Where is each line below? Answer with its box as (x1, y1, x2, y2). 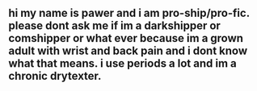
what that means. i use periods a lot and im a (8, 56, 237, 71)
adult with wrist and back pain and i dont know (8, 44, 248, 58)
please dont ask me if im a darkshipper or (8, 19, 221, 33)
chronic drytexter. (8, 69, 102, 83)
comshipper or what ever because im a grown (8, 31, 244, 45)
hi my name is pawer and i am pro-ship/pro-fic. (8, 6, 251, 20)
